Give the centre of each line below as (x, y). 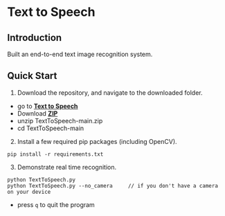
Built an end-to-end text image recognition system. (80, 54)
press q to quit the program (56, 204)
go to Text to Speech (47, 106)
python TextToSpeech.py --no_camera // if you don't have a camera (112, 186)
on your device (29, 192)
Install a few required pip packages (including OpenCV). (97, 141)
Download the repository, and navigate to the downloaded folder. (110, 92)
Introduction (35, 38)
